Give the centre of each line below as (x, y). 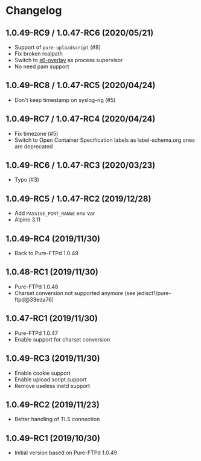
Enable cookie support (42, 373)
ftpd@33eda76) (34, 299)
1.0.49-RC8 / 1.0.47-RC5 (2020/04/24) (81, 85)
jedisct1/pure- (154, 293)
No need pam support (42, 66)
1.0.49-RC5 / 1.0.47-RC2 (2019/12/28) (78, 199)
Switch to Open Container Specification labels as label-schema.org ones (105, 140)
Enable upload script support (50, 379)
